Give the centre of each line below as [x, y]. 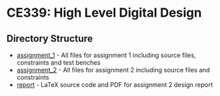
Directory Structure [50, 39]
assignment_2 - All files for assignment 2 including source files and [113, 70]
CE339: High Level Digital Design [104, 13]
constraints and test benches [58, 63]
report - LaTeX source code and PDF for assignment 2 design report [115, 85]
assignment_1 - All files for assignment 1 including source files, [106, 55]
